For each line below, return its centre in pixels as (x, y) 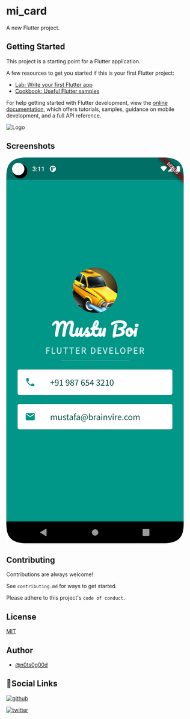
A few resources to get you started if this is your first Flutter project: (90, 73)
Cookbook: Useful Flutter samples (57, 91)
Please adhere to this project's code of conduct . (66, 598)
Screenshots (31, 146)
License (21, 617)
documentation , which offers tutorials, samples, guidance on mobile (90, 109)
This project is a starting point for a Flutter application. (73, 61)
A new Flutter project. (33, 28)
